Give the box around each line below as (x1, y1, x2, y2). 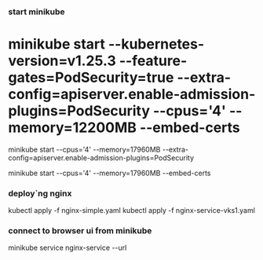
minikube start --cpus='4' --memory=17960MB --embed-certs (8, 168, 211, 178)
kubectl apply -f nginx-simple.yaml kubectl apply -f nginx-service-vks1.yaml (8, 206, 255, 215)
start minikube (8, 6, 65, 17)
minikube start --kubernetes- (8, 35, 205, 53)
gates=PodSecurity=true (8, 69, 174, 86)
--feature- (119, 52, 188, 70)
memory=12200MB (8, 119, 137, 137)
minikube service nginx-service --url (8, 243, 127, 253)
